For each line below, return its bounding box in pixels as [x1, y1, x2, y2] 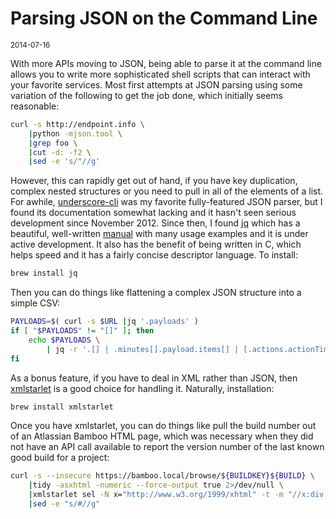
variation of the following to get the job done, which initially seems [10, 89, 284, 101]
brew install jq [10, 268, 78, 279]
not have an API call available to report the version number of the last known [10, 441, 325, 453]
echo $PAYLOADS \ [28, 335, 101, 345]
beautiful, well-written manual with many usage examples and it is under [10, 228, 309, 240]
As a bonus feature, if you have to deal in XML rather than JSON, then [10, 372, 298, 384]
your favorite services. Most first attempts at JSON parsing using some [10, 78, 303, 91]
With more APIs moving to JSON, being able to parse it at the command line [10, 57, 322, 69]
